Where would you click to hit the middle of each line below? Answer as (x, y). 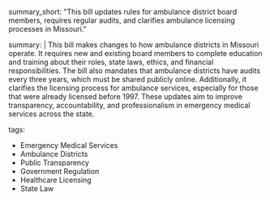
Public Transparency (54, 163)
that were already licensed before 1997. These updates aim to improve (126, 96)
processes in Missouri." (47, 29)
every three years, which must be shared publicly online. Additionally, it (128, 79)
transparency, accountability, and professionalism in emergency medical (129, 105)
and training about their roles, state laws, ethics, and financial (111, 62)
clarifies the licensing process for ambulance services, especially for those (133, 88)
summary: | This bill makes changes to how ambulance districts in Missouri (134, 45)
